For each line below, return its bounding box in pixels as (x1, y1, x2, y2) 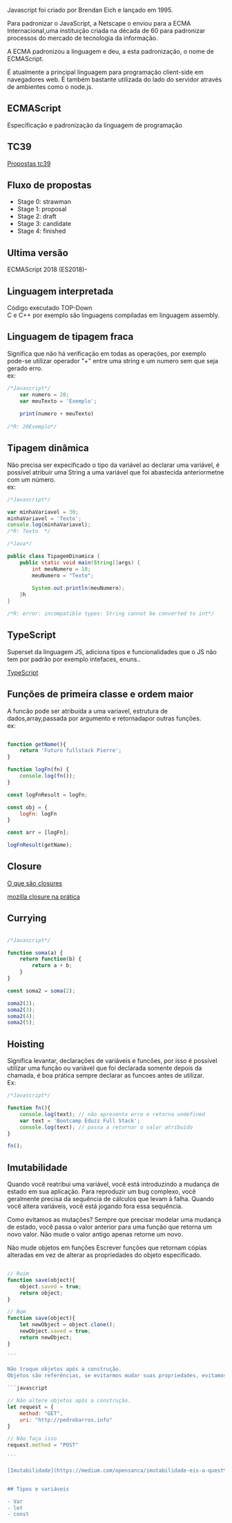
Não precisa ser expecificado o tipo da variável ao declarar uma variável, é (7, 461, 220, 469)
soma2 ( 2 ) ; (7, 999, 36, 1007)
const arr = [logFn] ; (7, 829, 70, 836)
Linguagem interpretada (7, 285, 114, 297)
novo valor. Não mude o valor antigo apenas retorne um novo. (7, 1230, 183, 1238)
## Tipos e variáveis (7, 1485, 70, 1493)
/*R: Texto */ (7, 528, 51, 535)
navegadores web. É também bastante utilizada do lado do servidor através (7, 75, 222, 84)
